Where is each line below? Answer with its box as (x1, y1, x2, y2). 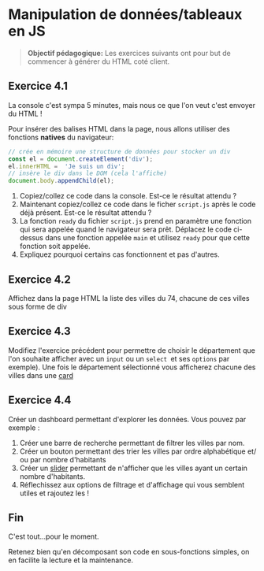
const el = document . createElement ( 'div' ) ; (8, 155, 154, 163)
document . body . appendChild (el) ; (8, 177, 114, 185)
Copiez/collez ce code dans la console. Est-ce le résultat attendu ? (19, 191, 237, 201)
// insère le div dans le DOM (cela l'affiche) (8, 169, 168, 178)
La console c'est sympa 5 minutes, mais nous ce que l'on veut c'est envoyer (8, 100, 256, 109)
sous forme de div (8, 302, 67, 311)
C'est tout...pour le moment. (8, 532, 99, 541)
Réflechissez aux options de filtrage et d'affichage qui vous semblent (19, 480, 245, 489)
